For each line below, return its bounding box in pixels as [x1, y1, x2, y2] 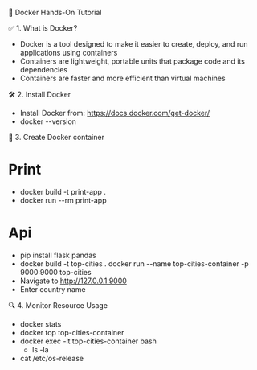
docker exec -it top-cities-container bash [19, 336, 157, 346]
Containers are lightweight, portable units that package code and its [19, 56, 245, 66]
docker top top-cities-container [19, 327, 124, 337]
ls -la [31, 344, 50, 354]
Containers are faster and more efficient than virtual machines [19, 73, 226, 83]
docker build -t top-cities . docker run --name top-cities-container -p [19, 258, 249, 269]
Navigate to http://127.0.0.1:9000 [19, 276, 127, 286]
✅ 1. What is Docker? [8, 23, 78, 32]
